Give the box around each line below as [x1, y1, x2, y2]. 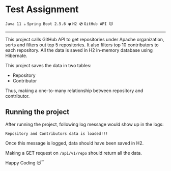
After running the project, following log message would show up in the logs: [5, 121, 164, 127]
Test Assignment [5, 4, 79, 15]
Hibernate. [5, 52, 27, 59]
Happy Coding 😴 [5, 159, 44, 166]
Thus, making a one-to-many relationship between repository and [5, 88, 144, 94]
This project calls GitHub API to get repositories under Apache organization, [5, 36, 164, 42]
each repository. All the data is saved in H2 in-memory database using [5, 47, 153, 53]
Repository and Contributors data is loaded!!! [5, 131, 108, 136]
